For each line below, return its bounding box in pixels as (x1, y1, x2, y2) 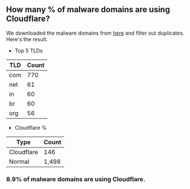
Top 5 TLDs (14, 47, 43, 54)
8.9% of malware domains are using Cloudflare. (6, 175, 146, 183)
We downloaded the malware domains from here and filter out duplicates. (6, 29, 185, 36)
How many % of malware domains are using (6, 5, 171, 15)
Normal (9, 157, 29, 166)
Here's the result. (6, 35, 48, 43)
